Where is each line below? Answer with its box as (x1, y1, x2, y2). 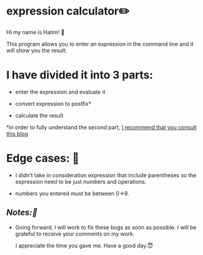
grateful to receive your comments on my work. (15, 230, 135, 237)
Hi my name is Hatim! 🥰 (6, 28, 65, 36)
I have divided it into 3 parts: (6, 68, 154, 82)
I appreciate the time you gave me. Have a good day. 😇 (15, 242, 154, 249)
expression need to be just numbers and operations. (15, 178, 147, 185)
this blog (6, 130, 29, 137)
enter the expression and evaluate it (15, 88, 105, 96)
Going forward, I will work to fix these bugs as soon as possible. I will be (15, 223, 197, 231)
